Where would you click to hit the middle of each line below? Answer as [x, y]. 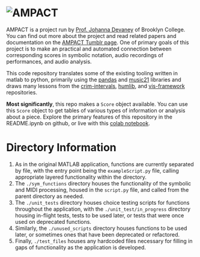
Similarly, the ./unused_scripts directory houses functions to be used [101, 228]
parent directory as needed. [49, 196]
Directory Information [62, 148]
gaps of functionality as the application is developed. [80, 247]
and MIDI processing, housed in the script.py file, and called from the [102, 190]
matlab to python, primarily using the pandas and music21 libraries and [94, 79]
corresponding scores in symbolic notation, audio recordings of [85, 55]
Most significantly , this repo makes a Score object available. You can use [97, 104]
